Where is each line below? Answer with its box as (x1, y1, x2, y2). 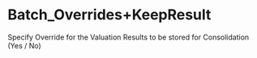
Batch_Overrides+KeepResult (7, 6, 212, 24)
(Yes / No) (7, 40, 41, 50)
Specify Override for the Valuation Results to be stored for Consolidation (7, 32, 250, 42)
